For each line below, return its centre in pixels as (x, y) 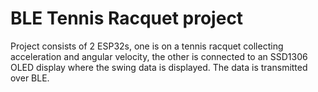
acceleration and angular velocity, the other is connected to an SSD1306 (159, 56)
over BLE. (30, 78)
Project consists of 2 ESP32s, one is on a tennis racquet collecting (147, 46)
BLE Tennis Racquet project (127, 18)
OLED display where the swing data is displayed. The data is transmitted (159, 67)
